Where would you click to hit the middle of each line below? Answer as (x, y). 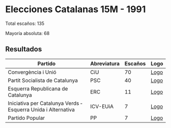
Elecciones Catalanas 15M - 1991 (76, 9)
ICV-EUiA (102, 106)
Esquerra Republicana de (38, 88)
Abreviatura (105, 63)
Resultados (24, 49)
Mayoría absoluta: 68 (27, 33)
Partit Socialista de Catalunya (43, 80)
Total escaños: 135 (25, 23)
